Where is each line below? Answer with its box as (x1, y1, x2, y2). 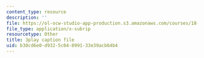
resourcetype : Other (6, 31, 59, 37)
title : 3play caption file (6, 37, 75, 43)
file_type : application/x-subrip (6, 25, 91, 32)
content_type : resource (6, 8, 67, 15)
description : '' (6, 14, 47, 21)
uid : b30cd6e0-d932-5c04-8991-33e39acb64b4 (6, 43, 118, 49)
